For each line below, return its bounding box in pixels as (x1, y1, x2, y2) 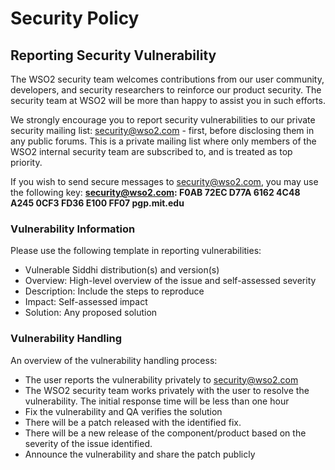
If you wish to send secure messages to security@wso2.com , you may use (10, 176, 319, 187)
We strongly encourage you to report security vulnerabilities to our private (10, 114, 316, 126)
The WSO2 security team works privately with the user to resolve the (24, 384, 310, 396)
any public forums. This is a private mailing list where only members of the (10, 135, 317, 147)
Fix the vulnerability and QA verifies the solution (24, 405, 223, 417)
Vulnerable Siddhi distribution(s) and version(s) (24, 264, 220, 276)
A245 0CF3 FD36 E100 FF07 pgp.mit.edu (10, 197, 185, 209)
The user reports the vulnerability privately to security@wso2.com (24, 373, 299, 386)
